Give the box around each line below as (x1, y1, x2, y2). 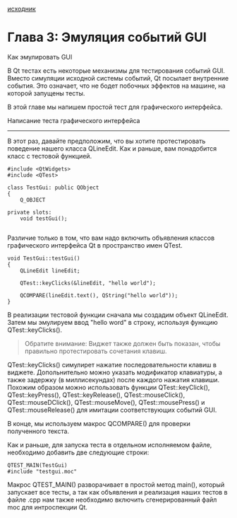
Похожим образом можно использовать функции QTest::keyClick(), (7, 383, 210, 391)
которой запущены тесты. (7, 88, 85, 97)
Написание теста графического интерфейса (7, 116, 140, 125)
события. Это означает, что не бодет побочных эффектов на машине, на (7, 81, 226, 90)
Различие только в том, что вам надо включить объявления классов (7, 234, 215, 242)
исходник (7, 5, 37, 13)
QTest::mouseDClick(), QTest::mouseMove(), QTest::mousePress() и (7, 398, 205, 406)
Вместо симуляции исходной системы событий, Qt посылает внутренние (7, 74, 229, 82)
